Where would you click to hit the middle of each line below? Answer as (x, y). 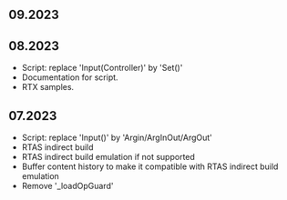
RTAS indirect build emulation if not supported (108, 157)
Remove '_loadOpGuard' (67, 186)
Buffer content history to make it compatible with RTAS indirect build (150, 166)
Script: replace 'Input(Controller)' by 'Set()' (102, 68)
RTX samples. (48, 87)
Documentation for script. (70, 77)
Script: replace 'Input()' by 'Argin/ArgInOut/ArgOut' (117, 138)
